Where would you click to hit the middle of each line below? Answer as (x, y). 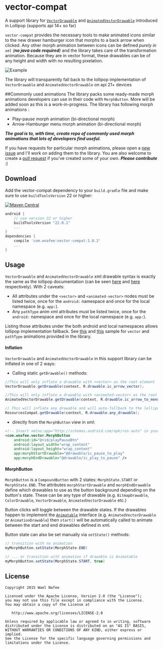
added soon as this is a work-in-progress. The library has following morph (79, 104)
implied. (14, 634)
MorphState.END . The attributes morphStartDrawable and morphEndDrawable (78, 485)
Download (21, 179)
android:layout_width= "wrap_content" (52, 444)
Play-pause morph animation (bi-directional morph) (63, 119)
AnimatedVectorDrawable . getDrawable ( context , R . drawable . (65, 400)
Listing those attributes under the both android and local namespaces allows (81, 326)
